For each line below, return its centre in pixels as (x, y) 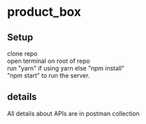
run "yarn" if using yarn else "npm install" (66, 68)
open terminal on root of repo (49, 61)
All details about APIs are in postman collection (73, 113)
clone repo (22, 53)
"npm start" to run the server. (49, 75)
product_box (44, 12)
